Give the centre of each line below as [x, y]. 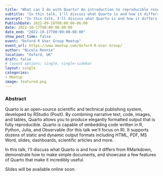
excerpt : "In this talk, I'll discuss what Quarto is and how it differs [81, 18]
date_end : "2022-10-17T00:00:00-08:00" [45, 32]
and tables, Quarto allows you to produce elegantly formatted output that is [80, 119]
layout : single [20, 68]
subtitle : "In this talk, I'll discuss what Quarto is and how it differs [82, 14]
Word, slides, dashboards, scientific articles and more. [59, 140]
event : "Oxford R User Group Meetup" [43, 41]
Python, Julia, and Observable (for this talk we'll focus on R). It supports [77, 129]
